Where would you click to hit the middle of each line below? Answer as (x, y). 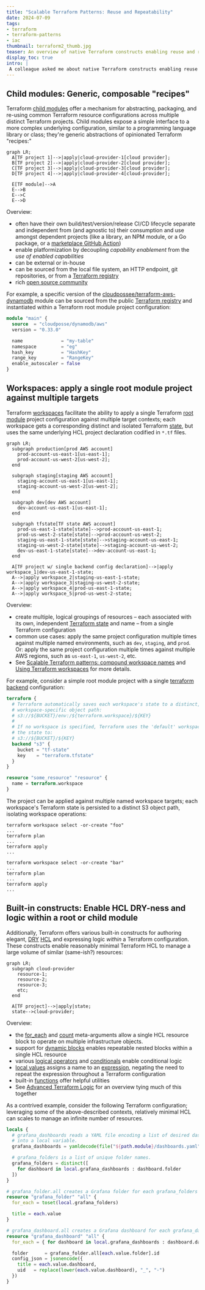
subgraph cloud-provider (43, 968)
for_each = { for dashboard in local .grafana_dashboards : (88, 1242)
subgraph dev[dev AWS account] (52, 502)
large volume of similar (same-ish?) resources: (65, 952)
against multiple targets (52, 398)
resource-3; (32, 985)
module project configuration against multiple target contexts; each (91, 419)
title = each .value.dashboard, (57, 1265)
